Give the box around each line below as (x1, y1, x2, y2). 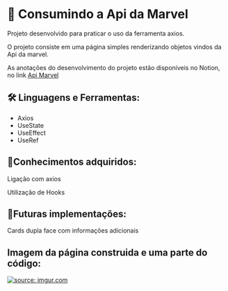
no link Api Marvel (7, 71, 59, 79)
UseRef (17, 135, 39, 144)
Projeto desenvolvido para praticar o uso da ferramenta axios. (7, 29, 185, 38)
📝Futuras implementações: (7, 208, 127, 219)
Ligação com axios (7, 174, 61, 183)
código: (7, 257, 42, 269)
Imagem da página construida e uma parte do (7, 247, 208, 258)
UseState (17, 121, 44, 129)
